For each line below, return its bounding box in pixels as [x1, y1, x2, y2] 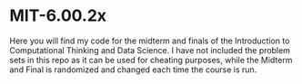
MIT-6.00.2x [9, 5, 107, 26]
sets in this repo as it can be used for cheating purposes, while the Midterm [9, 54, 293, 65]
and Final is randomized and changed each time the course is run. [9, 64, 257, 75]
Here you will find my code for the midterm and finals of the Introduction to [9, 35, 290, 46]
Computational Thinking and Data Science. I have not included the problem [9, 44, 291, 55]
